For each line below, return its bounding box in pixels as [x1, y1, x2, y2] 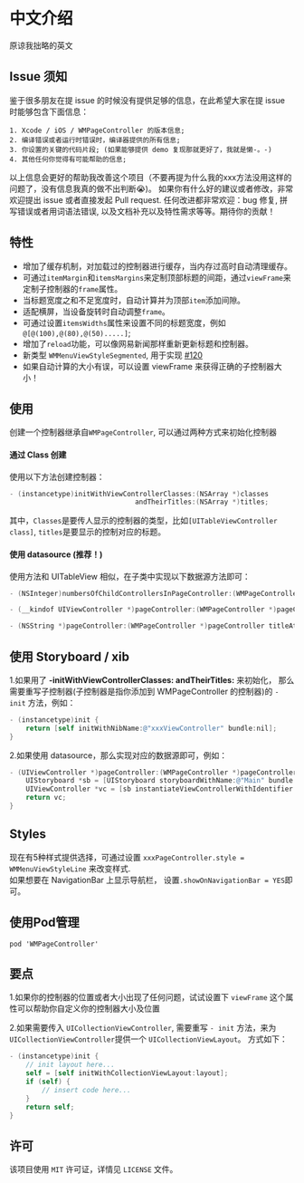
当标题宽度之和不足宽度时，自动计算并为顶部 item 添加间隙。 [22, 294, 246, 305]
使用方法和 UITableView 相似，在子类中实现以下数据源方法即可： [9, 571, 251, 582]
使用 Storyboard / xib [9, 649, 129, 664]
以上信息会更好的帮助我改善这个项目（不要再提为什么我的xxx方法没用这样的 [9, 171, 292, 182]
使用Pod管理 [9, 915, 80, 930]
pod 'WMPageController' [9, 939, 100, 948]
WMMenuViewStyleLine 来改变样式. [9, 862, 131, 874]
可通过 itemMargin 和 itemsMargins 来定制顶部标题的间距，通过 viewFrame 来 [22, 272, 291, 283]
